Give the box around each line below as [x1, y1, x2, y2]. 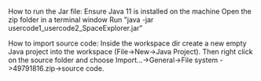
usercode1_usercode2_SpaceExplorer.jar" [8, 24, 143, 32]
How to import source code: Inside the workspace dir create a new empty [8, 39, 247, 48]
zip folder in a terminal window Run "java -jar [8, 15, 154, 24]
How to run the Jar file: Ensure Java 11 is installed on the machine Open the [8, 7, 252, 16]
